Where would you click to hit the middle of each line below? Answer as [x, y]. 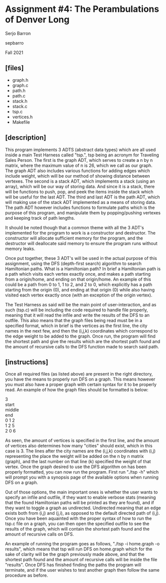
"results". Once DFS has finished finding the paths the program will [73, 565]
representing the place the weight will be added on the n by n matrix [75, 456]
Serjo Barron [18, 33]
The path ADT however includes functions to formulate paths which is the [80, 207]
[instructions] [27, 362]
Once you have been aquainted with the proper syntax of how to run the [79, 519]
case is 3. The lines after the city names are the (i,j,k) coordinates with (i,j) [80, 451]
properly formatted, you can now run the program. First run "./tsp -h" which [82, 472]
